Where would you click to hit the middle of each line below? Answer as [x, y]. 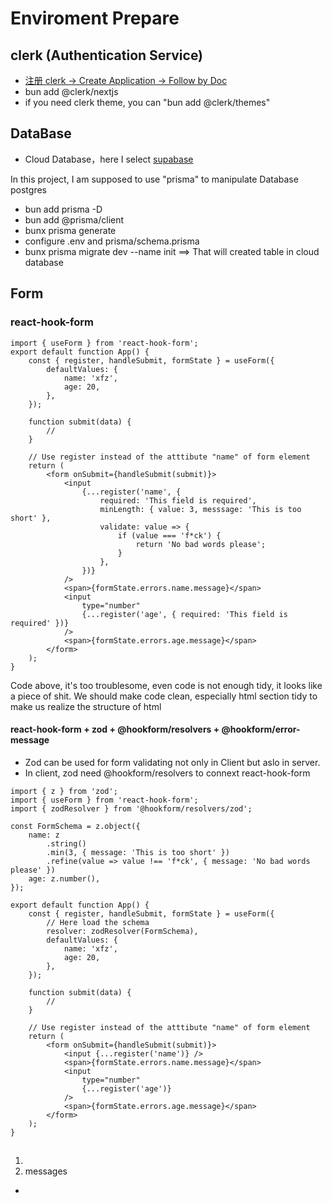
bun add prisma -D [63, 209]
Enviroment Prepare [95, 18]
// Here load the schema [98, 922]
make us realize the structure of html [86, 706]
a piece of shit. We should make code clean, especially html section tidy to [164, 696]
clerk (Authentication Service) [107, 55]
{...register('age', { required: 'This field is [184, 614]
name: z [44, 835]
